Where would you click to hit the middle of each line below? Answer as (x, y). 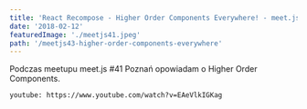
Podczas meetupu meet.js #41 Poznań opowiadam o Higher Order (133, 69)
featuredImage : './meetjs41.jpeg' (75, 35)
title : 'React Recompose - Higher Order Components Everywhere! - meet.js (155, 18)
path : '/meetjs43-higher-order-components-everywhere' (116, 43)
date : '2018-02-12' (47, 26)
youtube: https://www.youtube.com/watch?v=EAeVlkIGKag (116, 95)
